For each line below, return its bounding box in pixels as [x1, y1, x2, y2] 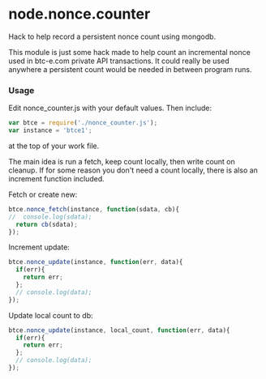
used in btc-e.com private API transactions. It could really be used [8, 56, 230, 66]
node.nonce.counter [8, 5, 151, 23]
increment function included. [8, 173, 105, 183]
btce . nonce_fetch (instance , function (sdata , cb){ [8, 205, 180, 213]
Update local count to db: [8, 310, 93, 320]
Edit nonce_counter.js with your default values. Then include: [8, 103, 212, 113]
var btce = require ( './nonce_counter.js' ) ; [8, 119, 158, 127]
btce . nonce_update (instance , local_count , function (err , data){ [8, 326, 230, 334]
